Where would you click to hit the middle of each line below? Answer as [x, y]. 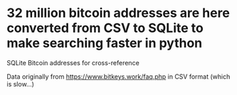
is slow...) [21, 84]
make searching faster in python [105, 43]
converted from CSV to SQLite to [105, 28]
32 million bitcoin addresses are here [118, 13]
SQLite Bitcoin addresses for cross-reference [73, 62]
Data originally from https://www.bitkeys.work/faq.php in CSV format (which [118, 77]
